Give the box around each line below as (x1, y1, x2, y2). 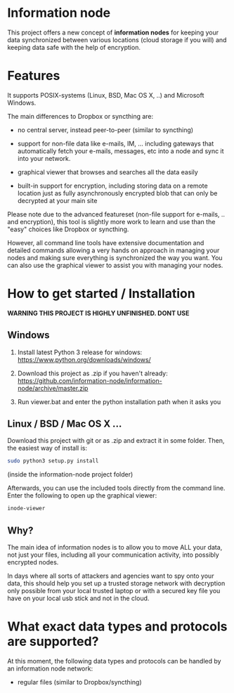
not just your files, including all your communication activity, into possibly (7, 550, 219, 559)
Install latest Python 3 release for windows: (17, 348, 143, 356)
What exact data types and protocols (7, 618, 228, 635)
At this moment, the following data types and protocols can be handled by (7, 656, 221, 665)
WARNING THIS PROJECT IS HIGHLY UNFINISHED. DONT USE (7, 309, 190, 317)
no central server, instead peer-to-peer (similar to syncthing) (17, 125, 194, 134)
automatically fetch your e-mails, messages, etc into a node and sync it (17, 146, 224, 155)
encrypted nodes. (7, 558, 59, 566)
